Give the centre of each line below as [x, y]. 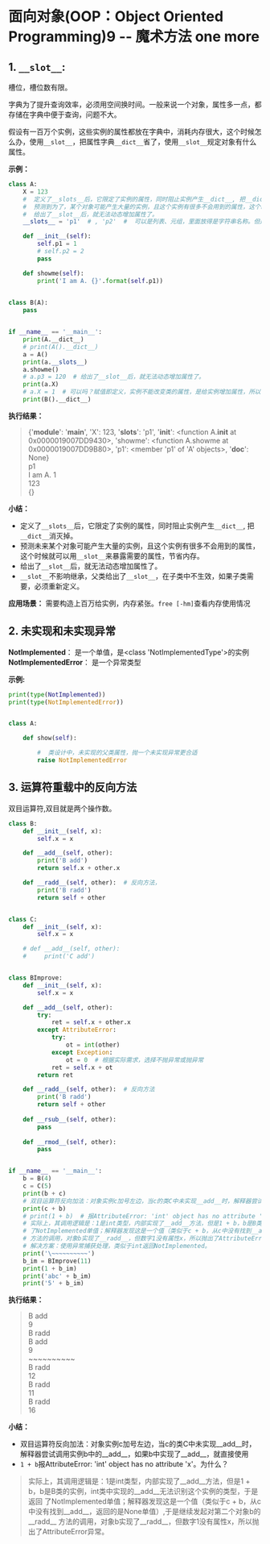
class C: [23, 919]
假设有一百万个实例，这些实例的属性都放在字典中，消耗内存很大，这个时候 [131, 131]
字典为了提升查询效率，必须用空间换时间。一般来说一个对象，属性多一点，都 [135, 104]
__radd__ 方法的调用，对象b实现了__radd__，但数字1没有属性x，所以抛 [143, 1521]
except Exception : [82, 1052]
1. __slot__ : [37, 67]
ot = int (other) [93, 1045]
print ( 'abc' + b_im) [57, 1276]
